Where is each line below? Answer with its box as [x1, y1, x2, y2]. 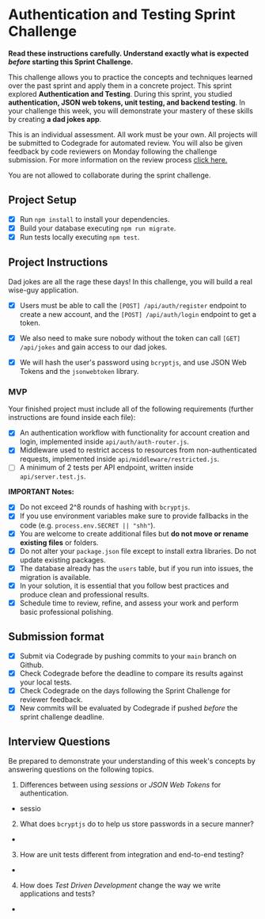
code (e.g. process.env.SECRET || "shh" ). [19, 521, 156, 530]
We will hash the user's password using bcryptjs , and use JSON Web [19, 357, 247, 367]
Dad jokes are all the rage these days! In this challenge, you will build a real [8, 276, 253, 286]
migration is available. [19, 572, 91, 582]
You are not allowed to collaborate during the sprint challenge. [8, 170, 211, 180]
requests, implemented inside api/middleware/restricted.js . [19, 454, 220, 464]
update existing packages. [19, 555, 106, 564]
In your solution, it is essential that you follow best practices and [19, 581, 229, 590]
